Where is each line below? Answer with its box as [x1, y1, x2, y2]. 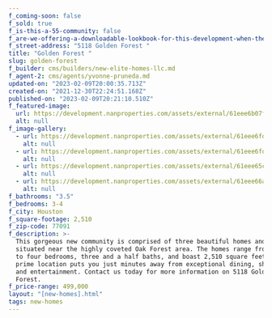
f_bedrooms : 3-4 [8, 200, 63, 208]
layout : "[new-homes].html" [8, 290, 104, 299]
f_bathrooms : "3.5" [8, 192, 74, 201]
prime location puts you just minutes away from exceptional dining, [15, 260, 255, 268]
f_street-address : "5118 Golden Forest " [8, 42, 151, 50]
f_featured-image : [8, 102, 70, 110]
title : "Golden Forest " [8, 49, 92, 57]
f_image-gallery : [8, 125, 67, 133]
